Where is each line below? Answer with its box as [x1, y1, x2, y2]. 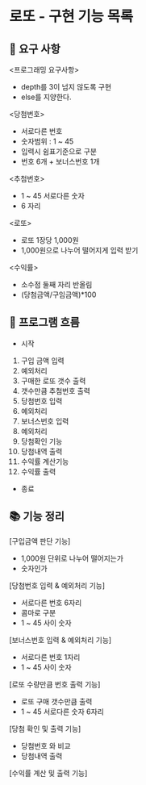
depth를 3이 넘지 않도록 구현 [20, 82, 112, 91]
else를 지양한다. [20, 92, 72, 102]
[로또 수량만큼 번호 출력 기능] [9, 679, 101, 689]
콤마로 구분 [20, 608, 56, 617]
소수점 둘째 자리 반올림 [20, 280, 93, 289]
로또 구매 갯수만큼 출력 [20, 696, 93, 706]
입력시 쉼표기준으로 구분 [20, 147, 98, 156]
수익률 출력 [20, 466, 56, 476]
